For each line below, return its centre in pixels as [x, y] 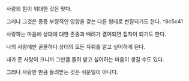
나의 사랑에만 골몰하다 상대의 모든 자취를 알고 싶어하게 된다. [76, 47]
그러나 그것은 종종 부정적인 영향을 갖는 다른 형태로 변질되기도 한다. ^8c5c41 [94, 21]
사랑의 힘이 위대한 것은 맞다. [39, 9]
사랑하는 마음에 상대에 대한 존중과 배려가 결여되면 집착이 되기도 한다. [86, 34]
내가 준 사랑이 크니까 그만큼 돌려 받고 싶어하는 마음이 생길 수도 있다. [85, 59]
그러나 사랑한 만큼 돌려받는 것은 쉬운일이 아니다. [62, 72]
